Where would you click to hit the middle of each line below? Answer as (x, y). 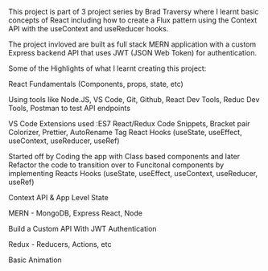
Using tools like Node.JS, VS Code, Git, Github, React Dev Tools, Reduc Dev (134, 99)
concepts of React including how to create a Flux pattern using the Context (133, 20)
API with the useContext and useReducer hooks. (89, 29)
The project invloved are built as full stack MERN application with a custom (132, 44)
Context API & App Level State (58, 197)
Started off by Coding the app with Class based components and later (124, 156)
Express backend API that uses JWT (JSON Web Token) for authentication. (133, 53)
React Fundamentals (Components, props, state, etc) (96, 84)
